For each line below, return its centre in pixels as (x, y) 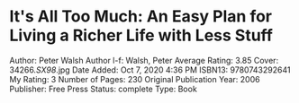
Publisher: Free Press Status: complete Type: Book (104, 89)
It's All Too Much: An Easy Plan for (141, 17)
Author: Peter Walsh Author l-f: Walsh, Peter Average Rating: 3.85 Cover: (144, 60)
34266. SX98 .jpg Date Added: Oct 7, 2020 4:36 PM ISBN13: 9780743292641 (150, 70)
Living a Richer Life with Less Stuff (141, 35)
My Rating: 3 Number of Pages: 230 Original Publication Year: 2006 (135, 79)
